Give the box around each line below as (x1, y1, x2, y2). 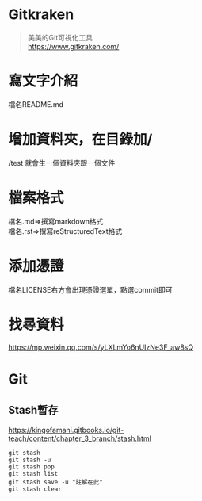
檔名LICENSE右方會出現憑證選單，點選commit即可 (8, 285, 173, 294)
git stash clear (8, 485, 62, 493)
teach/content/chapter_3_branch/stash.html (8, 434, 152, 443)
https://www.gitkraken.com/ (27, 41, 120, 51)
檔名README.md (8, 99, 64, 109)
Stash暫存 (8, 403, 59, 417)
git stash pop (8, 462, 55, 471)
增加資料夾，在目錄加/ (8, 131, 153, 148)
